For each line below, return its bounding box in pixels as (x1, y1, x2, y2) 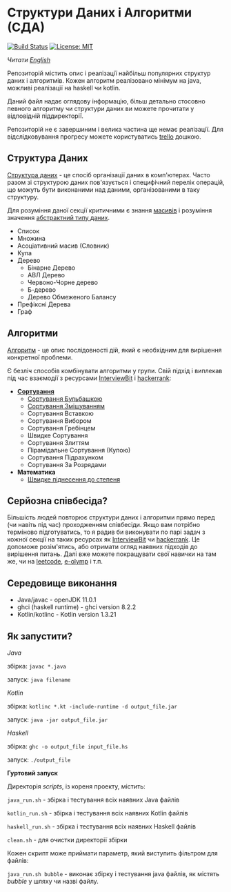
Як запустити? (7, 630, 72, 642)
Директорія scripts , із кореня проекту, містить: (7, 782, 146, 791)
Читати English (7, 55, 50, 63)
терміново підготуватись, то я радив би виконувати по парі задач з (7, 528, 205, 536)
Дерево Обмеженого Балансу (27, 293, 117, 301)
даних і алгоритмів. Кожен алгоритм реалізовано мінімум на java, (7, 76, 202, 84)
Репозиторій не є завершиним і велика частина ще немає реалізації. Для (7, 125, 224, 133)
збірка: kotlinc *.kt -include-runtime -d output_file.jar (7, 702, 178, 710)
